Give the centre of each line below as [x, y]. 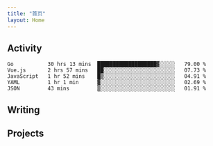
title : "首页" [27, 14]
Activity [25, 48]
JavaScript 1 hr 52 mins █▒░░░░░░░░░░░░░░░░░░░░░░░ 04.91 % [107, 76]
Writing [24, 109]
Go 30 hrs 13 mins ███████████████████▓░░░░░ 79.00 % [107, 64]
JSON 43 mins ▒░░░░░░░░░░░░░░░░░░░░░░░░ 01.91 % [107, 89]
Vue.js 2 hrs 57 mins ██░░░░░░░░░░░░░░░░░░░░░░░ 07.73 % [107, 70]
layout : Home [26, 20]
